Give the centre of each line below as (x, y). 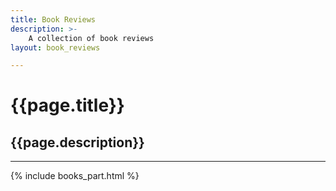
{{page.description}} (77, 142)
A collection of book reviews (91, 38)
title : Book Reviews (53, 19)
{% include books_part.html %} (75, 176)
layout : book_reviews (55, 47)
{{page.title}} (67, 105)
